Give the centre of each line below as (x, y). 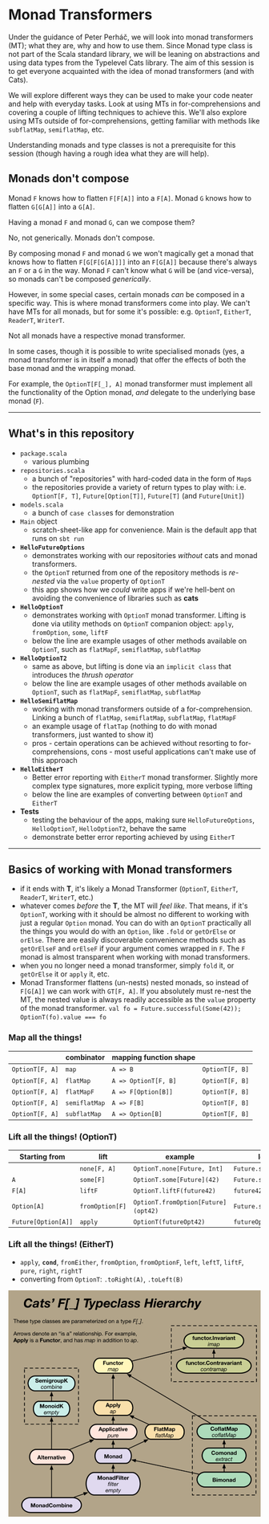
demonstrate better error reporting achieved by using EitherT (133, 837)
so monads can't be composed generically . (80, 279)
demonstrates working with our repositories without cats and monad (145, 555)
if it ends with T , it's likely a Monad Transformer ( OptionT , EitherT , (129, 889)
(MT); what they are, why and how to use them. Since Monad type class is (130, 45)
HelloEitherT (42, 769)
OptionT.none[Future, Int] (178, 1169)
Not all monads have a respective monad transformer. (97, 336)
